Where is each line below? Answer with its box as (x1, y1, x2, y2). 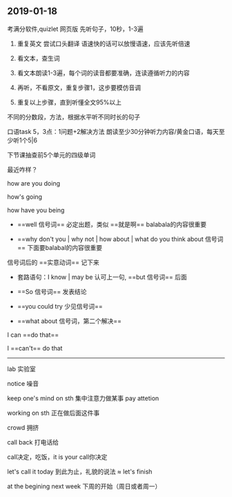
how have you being (7, 206, 65, 214)
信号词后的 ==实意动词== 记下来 (7, 258, 99, 266)
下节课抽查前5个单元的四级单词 (7, 150, 96, 159)
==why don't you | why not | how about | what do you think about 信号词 (17, 235, 224, 243)
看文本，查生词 (17, 54, 60, 62)
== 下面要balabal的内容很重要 (17, 243, 103, 251)
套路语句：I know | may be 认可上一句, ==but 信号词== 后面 (17, 273, 188, 281)
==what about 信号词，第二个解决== (17, 317, 122, 325)
